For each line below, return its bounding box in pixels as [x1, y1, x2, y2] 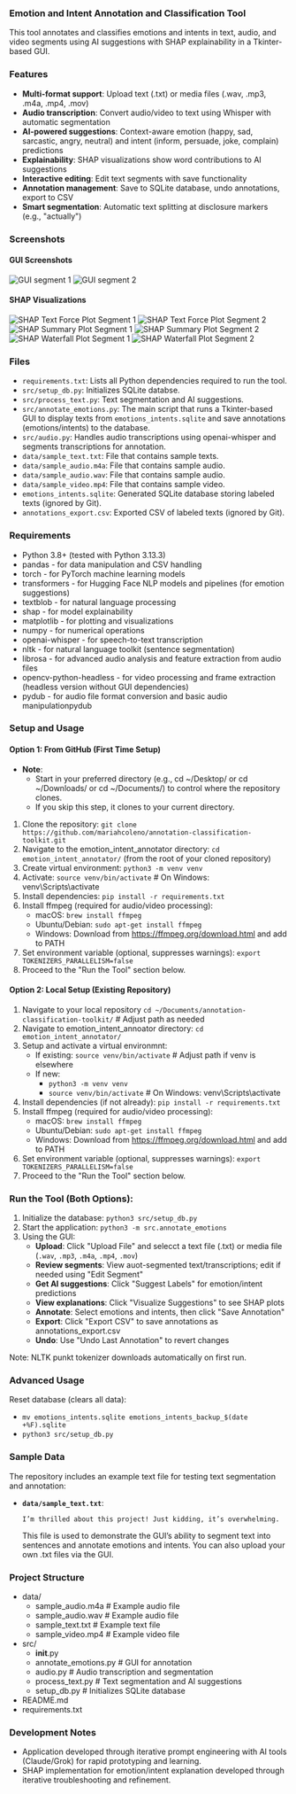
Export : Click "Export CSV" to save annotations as [34, 1316, 219, 1327]
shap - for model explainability [21, 606, 133, 617]
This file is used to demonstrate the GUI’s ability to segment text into [21, 1530, 271, 1541]
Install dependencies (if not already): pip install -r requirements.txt [21, 1097, 281, 1107]
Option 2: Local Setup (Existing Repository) [9, 984, 171, 995]
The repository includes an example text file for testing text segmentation [9, 1471, 277, 1481]
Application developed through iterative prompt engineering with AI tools [21, 1746, 287, 1757]
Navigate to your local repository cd [21, 1004, 152, 1014]
